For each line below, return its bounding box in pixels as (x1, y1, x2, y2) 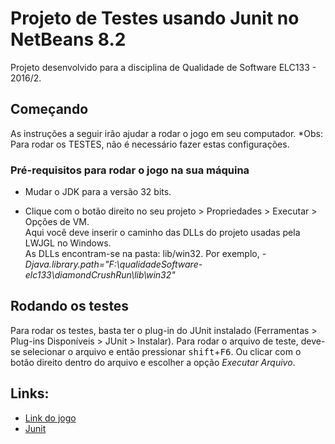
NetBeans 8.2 (10, 28, 127, 51)
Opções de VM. (24, 216, 90, 228)
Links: (10, 385, 50, 402)
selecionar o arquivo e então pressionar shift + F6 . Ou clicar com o (22, 345, 302, 357)
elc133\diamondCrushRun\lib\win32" (24, 269, 176, 281)
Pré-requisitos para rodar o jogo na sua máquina (10, 163, 250, 177)
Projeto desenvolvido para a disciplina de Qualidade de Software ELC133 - (10, 61, 317, 73)
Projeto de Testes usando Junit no (10, 7, 300, 30)
